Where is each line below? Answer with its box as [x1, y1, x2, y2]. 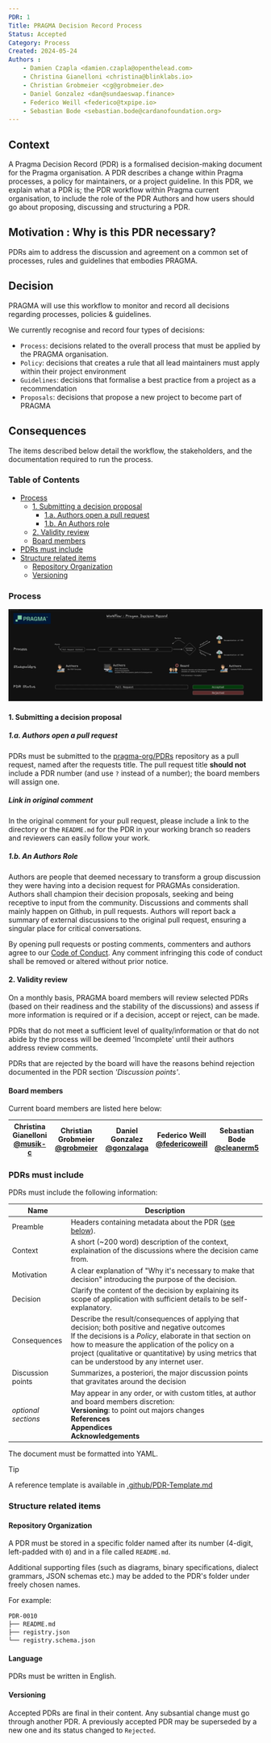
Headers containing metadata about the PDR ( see [70, 1217, 236, 1227]
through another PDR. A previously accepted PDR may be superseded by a [8, 1716, 257, 1726]
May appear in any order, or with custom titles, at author [70, 1388, 256, 1398]
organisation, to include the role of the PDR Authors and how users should [8, 194, 255, 204]
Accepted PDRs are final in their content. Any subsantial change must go [8, 1707, 250, 1718]
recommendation [19, 383, 77, 393]
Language [8, 1653, 43, 1663]
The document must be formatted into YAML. [8, 1449, 159, 1459]
